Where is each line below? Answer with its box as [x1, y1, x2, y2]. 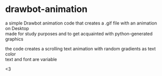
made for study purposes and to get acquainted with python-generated [5, 30, 153, 36]
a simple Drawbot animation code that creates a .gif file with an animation [5, 20, 157, 26]
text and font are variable [5, 56, 57, 62]
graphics [5, 36, 24, 42]
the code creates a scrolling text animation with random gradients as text [5, 45, 156, 51]
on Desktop [5, 25, 29, 31]
